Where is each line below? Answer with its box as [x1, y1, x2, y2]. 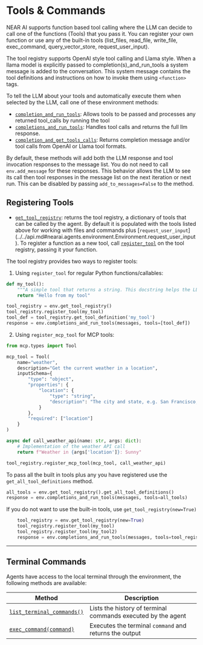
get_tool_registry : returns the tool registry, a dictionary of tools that [14, 213, 187, 221]
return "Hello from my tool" [17, 292, 91, 299]
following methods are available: [6, 579, 87, 586]
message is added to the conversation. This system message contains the [6, 67, 191, 74]
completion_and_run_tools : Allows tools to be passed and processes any [14, 110, 196, 117]
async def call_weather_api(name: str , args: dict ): [6, 438, 142, 444]
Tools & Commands [6, 4, 106, 18]
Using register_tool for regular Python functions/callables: [14, 269, 164, 276]
